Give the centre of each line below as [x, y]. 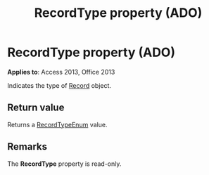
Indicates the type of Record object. [59, 85]
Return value [36, 108]
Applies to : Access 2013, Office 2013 [61, 72]
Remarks [27, 147]
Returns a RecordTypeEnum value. [57, 124]
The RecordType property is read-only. [64, 164]
